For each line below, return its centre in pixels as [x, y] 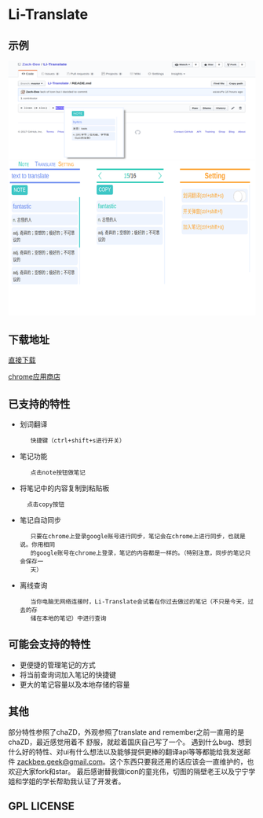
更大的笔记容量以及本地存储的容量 [75, 684]
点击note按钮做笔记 [58, 472]
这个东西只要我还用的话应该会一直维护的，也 [182, 761]
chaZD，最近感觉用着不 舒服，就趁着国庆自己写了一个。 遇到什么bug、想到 [130, 742]
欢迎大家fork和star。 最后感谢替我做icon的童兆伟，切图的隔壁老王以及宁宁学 [132, 771]
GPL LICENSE [41, 806]
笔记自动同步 [40, 519]
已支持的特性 [39, 403]
